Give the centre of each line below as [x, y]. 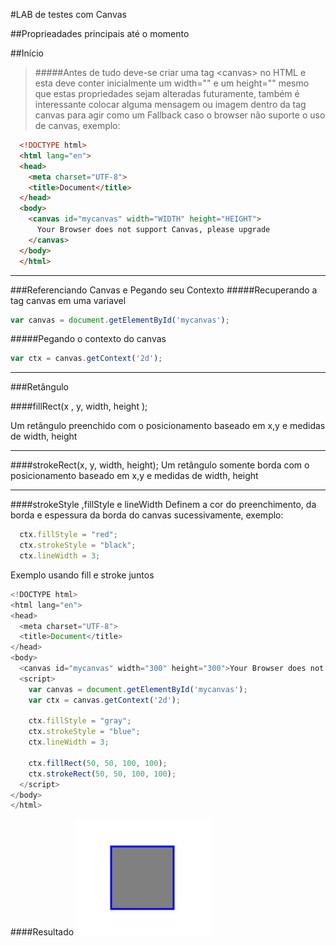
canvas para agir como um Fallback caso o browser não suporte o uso [180, 115]
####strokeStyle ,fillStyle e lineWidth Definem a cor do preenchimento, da [163, 505]
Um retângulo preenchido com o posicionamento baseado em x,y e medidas [168, 426]
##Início [27, 53]
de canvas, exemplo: [77, 125]
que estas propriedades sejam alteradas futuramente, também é [167, 93]
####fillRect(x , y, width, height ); [79, 406]
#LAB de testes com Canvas [68, 14]
